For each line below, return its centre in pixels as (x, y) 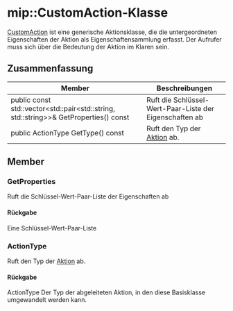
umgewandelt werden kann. (47, 300)
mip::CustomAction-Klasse (88, 13)
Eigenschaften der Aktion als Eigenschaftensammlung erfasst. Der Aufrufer (114, 39)
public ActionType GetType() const (68, 133)
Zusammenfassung (50, 68)
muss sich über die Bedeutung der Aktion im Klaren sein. (88, 47)
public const (31, 100)
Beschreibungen (184, 88)
